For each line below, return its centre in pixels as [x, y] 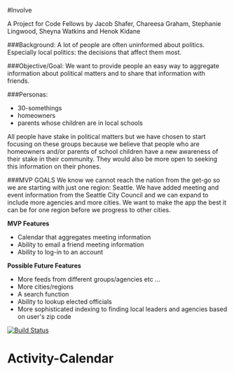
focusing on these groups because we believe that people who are [103, 144]
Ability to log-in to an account [60, 252]
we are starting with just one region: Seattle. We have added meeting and [113, 188]
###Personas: [28, 94]
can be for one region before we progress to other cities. [89, 210]
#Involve [20, 10]
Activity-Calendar [61, 359]
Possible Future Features [44, 266]
